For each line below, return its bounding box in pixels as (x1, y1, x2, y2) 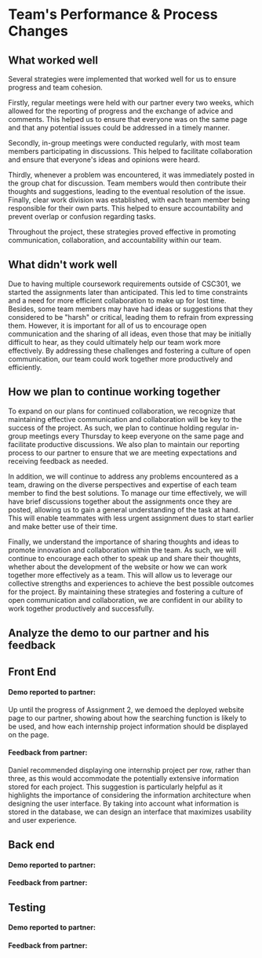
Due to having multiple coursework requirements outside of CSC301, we (8, 279, 242, 288)
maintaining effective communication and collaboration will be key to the (8, 414, 242, 424)
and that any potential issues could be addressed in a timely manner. (8, 123, 230, 132)
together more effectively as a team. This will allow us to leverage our (8, 570, 233, 579)
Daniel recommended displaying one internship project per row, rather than (8, 765, 251, 775)
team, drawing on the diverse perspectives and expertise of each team (8, 479, 237, 489)
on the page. (8, 729, 49, 740)
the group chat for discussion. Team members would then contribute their (8, 178, 247, 188)
